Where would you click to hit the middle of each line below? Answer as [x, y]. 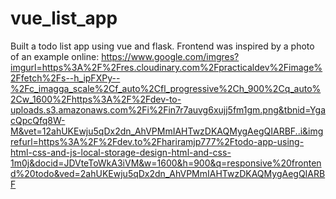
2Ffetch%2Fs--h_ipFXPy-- [65, 78]
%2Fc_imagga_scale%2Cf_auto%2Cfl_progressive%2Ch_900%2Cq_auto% [166, 88]
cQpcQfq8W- [38, 120]
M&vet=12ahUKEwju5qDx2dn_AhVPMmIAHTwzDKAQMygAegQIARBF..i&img [167, 131]
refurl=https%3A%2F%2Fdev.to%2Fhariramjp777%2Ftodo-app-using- [157, 141]
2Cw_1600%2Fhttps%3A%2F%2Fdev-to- [96, 99]
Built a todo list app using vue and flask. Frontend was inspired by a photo [162, 46]
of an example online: [55, 56]
